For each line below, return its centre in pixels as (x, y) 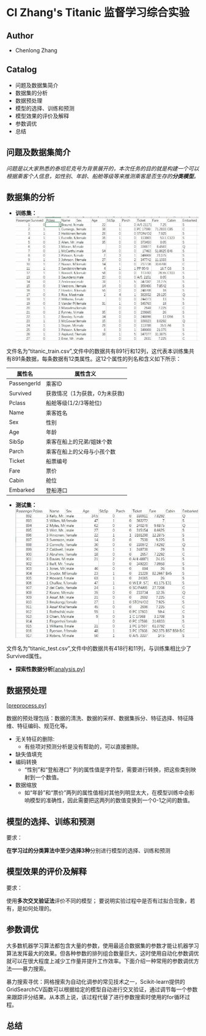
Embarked (22, 490)
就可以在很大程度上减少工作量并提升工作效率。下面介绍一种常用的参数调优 (100, 961)
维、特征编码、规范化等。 (39, 726)
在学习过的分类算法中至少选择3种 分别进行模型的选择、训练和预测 (89, 850)
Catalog (22, 70)
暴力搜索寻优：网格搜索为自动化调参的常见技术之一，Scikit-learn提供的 (96, 981)
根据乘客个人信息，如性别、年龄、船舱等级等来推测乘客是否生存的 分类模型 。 (103, 176)
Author (20, 35)
